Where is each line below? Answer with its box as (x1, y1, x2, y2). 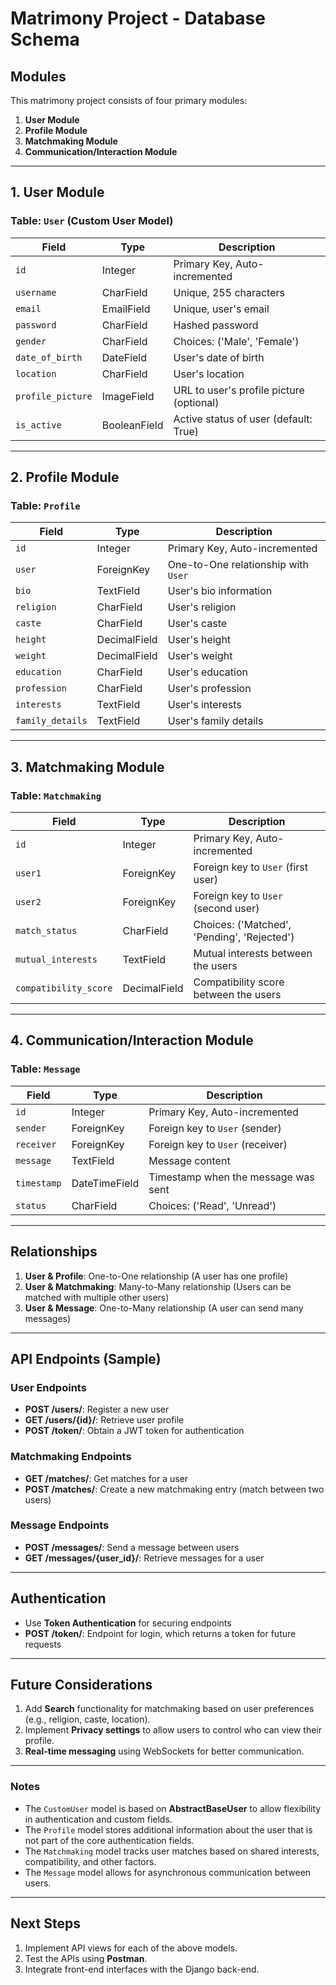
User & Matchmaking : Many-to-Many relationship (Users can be (24, 1280, 292, 1292)
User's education (167, 665, 248, 679)
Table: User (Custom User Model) (10, 214, 174, 228)
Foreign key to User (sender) (148, 1121, 282, 1135)
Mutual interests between (193, 947, 313, 961)
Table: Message (10, 1062, 81, 1076)
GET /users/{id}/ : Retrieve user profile (24, 1414, 185, 1426)
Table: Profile (10, 499, 81, 512)
